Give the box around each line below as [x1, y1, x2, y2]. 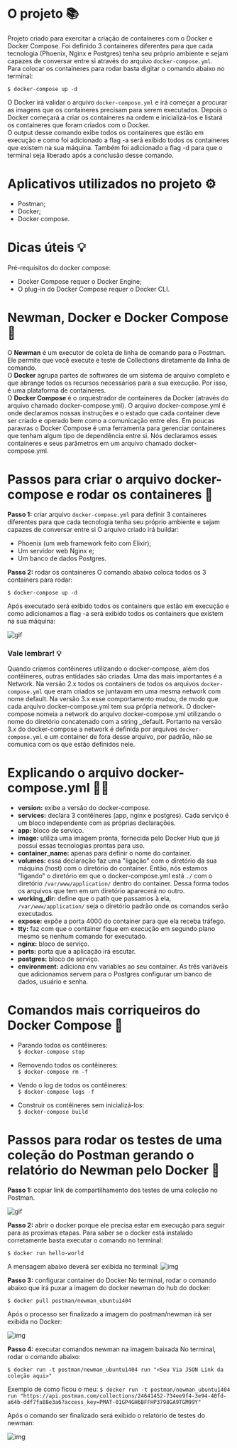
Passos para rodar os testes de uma [7, 1132, 222, 1149]
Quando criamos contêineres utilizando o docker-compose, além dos [7, 664, 210, 673]
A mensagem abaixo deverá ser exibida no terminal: [7, 1262, 160, 1270]
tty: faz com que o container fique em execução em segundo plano [17, 924, 216, 932]
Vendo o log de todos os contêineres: [17, 1080, 128, 1089]
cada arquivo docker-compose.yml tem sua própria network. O [7, 702, 192, 710]
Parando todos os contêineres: [17, 1040, 108, 1049]
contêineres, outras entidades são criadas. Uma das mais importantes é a [7, 671, 223, 680]
